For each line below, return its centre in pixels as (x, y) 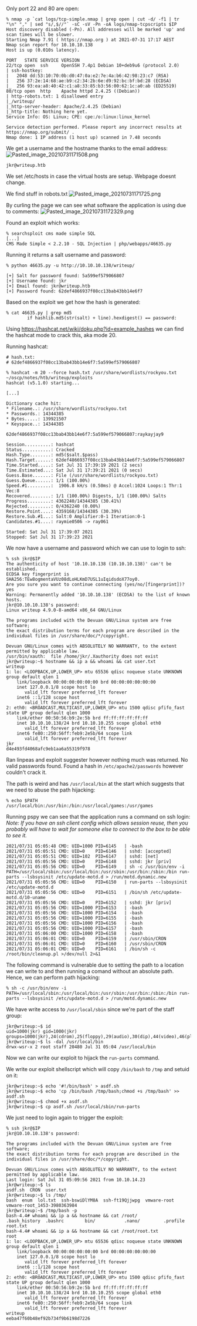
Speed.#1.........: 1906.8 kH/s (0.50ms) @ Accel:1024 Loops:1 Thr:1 (94, 486)
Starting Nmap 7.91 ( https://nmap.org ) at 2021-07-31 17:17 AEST (90, 40)
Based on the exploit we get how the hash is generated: (73, 302)
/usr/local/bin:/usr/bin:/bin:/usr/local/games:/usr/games (80, 806)
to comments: (23, 211)
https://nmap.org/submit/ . (40, 132)
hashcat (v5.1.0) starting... (43, 383)
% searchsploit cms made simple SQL (51, 234)
